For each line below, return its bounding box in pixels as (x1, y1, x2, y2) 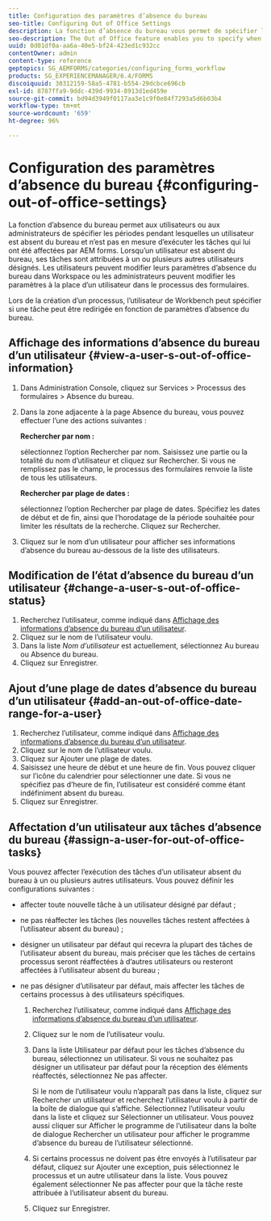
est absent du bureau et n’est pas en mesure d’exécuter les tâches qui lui (8, 237, 252, 246)
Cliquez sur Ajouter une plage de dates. (19, 754, 152, 764)
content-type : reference (8, 57, 92, 65)
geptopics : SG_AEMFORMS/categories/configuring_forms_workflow (8, 65, 226, 73)
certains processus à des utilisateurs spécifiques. (19, 990, 186, 1000)
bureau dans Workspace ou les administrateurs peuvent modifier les (8, 271, 236, 281)
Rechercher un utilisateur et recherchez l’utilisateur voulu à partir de (31, 1095, 258, 1105)
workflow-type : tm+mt (8, 102, 81, 110)
